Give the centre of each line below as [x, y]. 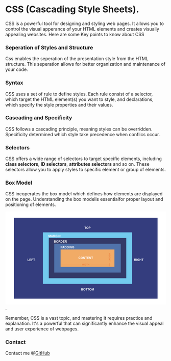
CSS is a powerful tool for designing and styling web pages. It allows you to [85, 23]
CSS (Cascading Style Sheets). [72, 9]
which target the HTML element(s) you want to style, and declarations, [80, 99]
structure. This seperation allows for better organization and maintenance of [86, 64]
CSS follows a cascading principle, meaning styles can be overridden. [79, 129]
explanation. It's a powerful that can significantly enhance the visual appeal [85, 323]
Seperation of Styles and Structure [49, 47]
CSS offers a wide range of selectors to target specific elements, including [84, 159]
